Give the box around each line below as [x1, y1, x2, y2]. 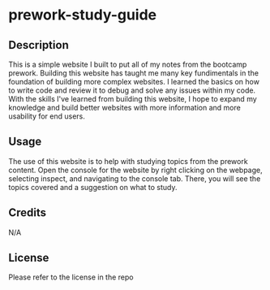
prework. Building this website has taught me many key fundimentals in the [8, 68, 259, 78]
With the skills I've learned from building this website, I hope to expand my [8, 94, 257, 103]
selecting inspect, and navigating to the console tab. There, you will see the [8, 173, 261, 184]
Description [8, 38, 69, 52]
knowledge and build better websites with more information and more [8, 103, 241, 112]
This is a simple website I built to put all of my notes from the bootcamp [8, 59, 247, 69]
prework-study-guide [8, 6, 157, 24]
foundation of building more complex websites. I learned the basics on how [8, 77, 259, 86]
